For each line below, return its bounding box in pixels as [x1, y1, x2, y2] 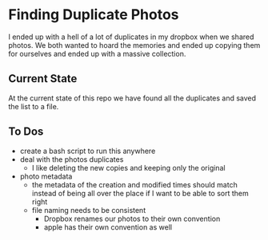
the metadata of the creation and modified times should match [31, 179, 238, 189]
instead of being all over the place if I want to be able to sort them [31, 188, 250, 198]
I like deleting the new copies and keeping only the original [31, 163, 226, 172]
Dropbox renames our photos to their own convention [43, 214, 221, 223]
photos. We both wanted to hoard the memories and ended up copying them [8, 40, 261, 49]
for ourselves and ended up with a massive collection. [8, 49, 186, 58]
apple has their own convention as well [43, 222, 173, 232]
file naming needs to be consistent [31, 205, 146, 214]
